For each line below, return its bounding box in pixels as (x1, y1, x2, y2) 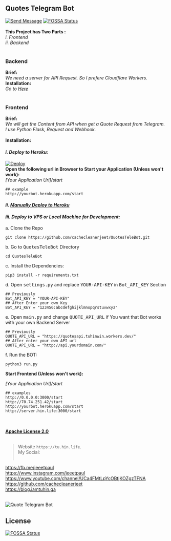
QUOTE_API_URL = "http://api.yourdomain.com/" (5, 343, 106, 348)
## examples (5, 390, 31, 396)
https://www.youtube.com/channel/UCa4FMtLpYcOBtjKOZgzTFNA (5, 475, 146, 482)
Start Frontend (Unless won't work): (5, 371, 83, 377)
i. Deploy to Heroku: (5, 149, 49, 155)
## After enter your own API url (5, 338, 77, 344)
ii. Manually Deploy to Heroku (5, 202, 70, 208)
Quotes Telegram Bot (5, 4, 74, 13)
